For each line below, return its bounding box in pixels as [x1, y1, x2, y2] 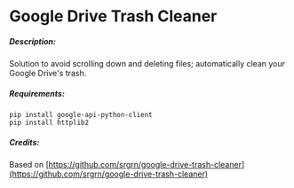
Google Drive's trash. [9, 68, 87, 79]
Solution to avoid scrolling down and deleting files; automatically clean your [9, 59, 286, 69]
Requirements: [9, 88, 65, 98]
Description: [9, 35, 56, 46]
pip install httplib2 [9, 118, 90, 128]
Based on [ [9, 160, 49, 170]
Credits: [9, 137, 40, 147]
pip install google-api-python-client [9, 111, 153, 120]
